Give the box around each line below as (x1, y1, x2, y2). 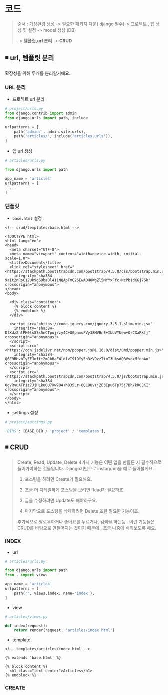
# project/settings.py (5, 419, 52, 424)
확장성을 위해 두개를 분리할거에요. (5, 70, 71, 76)
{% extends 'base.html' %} (5, 655, 61, 660)
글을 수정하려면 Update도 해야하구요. (24, 497, 97, 504)
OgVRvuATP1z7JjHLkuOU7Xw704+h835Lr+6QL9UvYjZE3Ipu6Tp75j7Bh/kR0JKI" (5, 382, 151, 388)
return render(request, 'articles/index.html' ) (14, 628, 115, 633)
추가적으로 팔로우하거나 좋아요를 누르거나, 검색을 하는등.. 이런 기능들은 (17, 519, 155, 525)
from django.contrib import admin (5, 111, 77, 116)
